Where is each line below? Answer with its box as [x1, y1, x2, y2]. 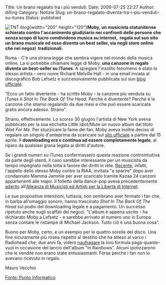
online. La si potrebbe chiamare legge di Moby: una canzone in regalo [5, 60, 149, 66]
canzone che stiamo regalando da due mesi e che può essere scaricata [5, 101, 151, 107]
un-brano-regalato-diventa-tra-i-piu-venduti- [66, 9, 160, 15]
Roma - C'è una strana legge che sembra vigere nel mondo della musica [5, 55, 153, 61]
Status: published [25, 15, 61, 20]
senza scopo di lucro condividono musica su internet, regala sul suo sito [5, 35, 158, 41]
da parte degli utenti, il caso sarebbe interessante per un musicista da [5, 157, 148, 163]
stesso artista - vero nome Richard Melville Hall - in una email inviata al [5, 71, 150, 76]
